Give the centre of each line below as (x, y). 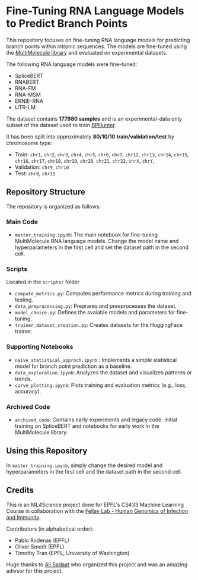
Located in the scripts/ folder (43, 282)
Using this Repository (47, 451)
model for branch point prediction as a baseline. (73, 366)
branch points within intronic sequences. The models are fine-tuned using (97, 46)
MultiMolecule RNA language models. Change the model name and (97, 241)
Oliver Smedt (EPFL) (39, 546)
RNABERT (27, 82)
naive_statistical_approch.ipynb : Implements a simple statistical (95, 360)
